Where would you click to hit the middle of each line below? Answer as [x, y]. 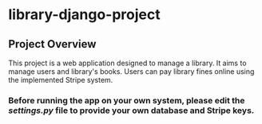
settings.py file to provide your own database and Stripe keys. [131, 110]
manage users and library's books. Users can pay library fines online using [131, 72]
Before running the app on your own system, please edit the [127, 100]
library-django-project [85, 15]
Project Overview [52, 44]
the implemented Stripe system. [61, 80]
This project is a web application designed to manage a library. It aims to [127, 63]
